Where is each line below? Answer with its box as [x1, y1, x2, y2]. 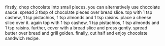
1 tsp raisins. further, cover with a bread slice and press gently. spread [5, 25, 148, 31]
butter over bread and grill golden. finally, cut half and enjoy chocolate [5, 30, 148, 36]
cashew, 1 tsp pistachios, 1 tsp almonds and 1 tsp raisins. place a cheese [5, 15, 152, 20]
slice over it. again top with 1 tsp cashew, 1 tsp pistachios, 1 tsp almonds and [5, 20, 160, 25]
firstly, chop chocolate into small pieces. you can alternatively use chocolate [5, 4, 160, 10]
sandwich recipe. [5, 35, 40, 41]
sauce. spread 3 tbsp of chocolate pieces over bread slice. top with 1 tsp [5, 9, 153, 15]
